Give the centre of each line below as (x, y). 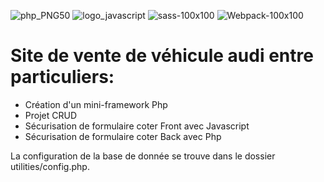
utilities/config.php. (50, 166)
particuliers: (62, 77)
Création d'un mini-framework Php (96, 104)
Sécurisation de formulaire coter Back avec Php (123, 136)
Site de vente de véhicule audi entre (162, 56)
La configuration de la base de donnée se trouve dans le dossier (143, 156)
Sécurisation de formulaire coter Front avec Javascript (137, 126)
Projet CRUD (50, 115)
